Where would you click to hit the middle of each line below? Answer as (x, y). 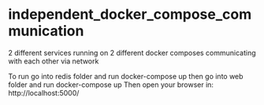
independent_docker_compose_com (130, 14)
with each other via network (54, 61)
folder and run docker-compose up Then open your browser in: (111, 85)
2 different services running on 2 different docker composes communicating (132, 52)
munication (46, 31)
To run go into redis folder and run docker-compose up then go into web (126, 76)
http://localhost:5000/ (44, 92)
